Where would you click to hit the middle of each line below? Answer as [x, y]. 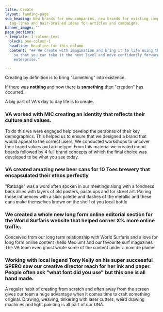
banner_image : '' [23, 28]
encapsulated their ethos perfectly [47, 175]
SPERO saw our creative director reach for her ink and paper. [78, 266]
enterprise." [27, 59]
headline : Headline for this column [46, 46]
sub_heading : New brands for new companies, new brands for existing [77, 19]
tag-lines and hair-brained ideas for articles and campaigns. [74, 23]
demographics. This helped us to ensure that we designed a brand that [76, 136]
